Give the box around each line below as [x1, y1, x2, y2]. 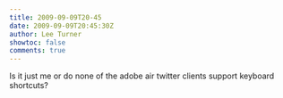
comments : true [9, 46, 66, 55]
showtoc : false [9, 37, 66, 47]
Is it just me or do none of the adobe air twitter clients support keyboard [9, 70, 275, 81]
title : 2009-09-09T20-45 [9, 12, 102, 22]
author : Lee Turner [9, 29, 82, 38]
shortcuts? [9, 80, 49, 91]
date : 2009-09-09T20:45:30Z [9, 21, 115, 30]
